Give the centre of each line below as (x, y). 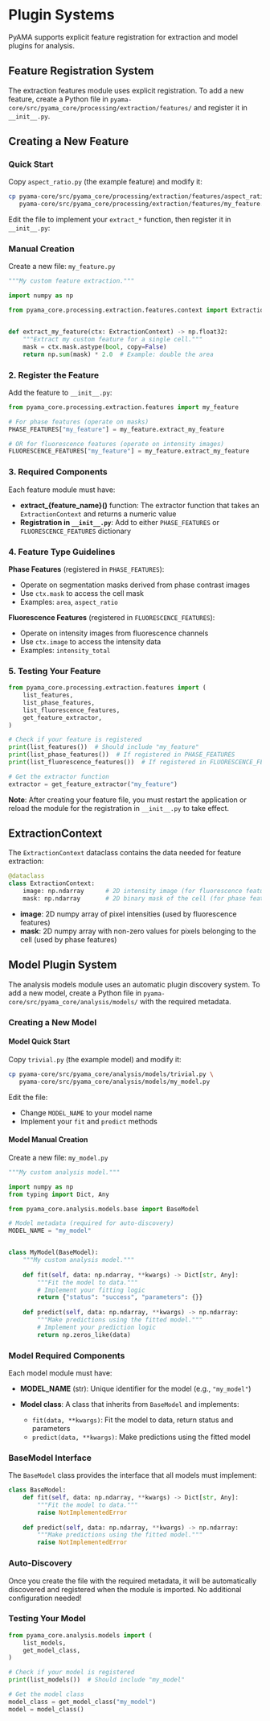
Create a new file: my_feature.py (62, 267)
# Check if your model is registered (72, 1673)
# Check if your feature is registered (75, 740)
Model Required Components (67, 1355)
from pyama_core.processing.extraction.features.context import (118, 310)
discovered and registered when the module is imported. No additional (125, 1589)
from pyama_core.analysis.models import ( (80, 1635)
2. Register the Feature (54, 374)
